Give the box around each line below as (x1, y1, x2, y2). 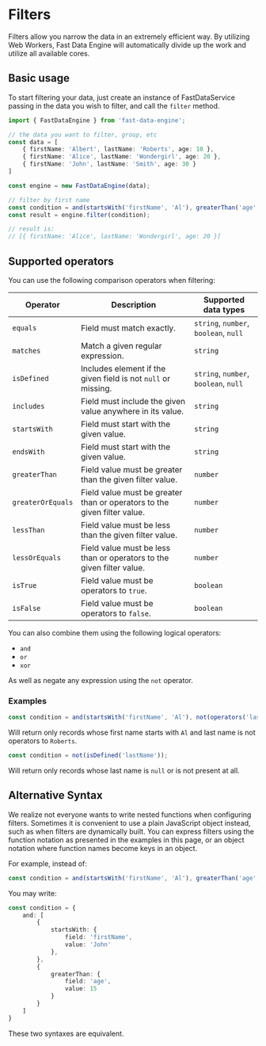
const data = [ (8, 138, 59, 146)
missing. (80, 383, 112, 394)
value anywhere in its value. (80, 406, 184, 417)
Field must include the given (80, 395, 186, 407)
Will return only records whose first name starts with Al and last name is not (8, 727, 256, 738)
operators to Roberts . (8, 736, 78, 746)
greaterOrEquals (12, 498, 74, 506)
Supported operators (8, 254, 115, 268)
